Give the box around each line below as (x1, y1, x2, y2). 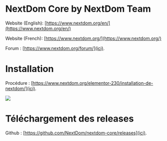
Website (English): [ (5, 20, 47, 26)
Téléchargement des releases (5, 113, 134, 125)
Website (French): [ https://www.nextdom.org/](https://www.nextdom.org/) (5, 35, 162, 41)
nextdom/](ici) (5, 85, 35, 91)
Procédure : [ (5, 80, 33, 86)
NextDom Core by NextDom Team (5, 3, 151, 15)
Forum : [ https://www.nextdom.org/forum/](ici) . (5, 45, 105, 51)
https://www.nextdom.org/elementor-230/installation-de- (32, 80, 153, 86)
